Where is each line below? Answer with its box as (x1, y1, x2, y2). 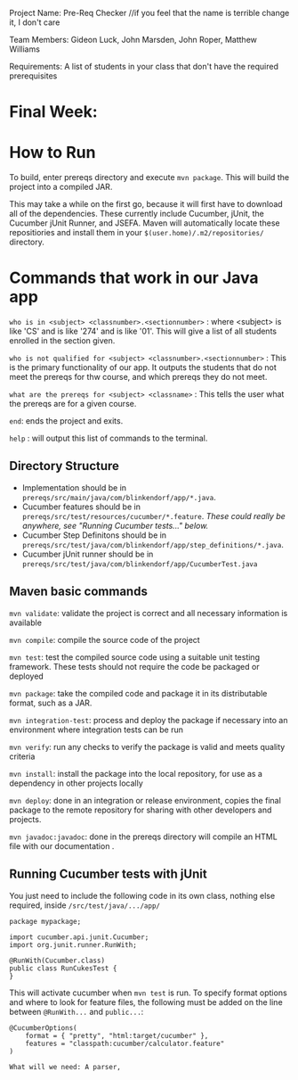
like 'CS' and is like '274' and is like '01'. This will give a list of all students (9, 326, 278, 337)
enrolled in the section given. (9, 335, 116, 346)
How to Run (9, 143, 96, 163)
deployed (9, 671, 44, 681)
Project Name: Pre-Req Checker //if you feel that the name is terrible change (9, 8, 290, 18)
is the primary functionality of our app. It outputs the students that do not (9, 362, 278, 373)
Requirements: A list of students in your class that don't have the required (9, 62, 278, 71)
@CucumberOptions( (9, 1023, 77, 1033)
